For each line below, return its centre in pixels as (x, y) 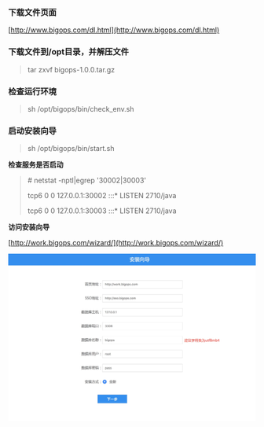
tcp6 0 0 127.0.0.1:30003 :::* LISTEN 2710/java (102, 211)
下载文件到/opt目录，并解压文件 (69, 52)
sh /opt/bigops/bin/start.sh (71, 149)
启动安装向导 (33, 131)
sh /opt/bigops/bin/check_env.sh (81, 109)
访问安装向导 (29, 227)
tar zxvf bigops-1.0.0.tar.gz (71, 69)
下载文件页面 (33, 12)
